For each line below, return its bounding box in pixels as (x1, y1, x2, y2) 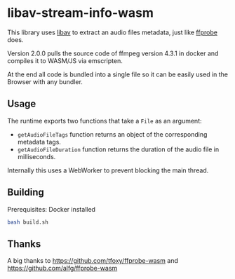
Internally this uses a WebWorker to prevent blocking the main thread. (7, 166, 209, 175)
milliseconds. (17, 152, 56, 161)
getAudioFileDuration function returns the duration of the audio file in (17, 145, 220, 154)
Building (7, 186, 44, 198)
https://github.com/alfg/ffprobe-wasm (7, 264, 118, 273)
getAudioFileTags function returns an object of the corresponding (17, 130, 208, 138)
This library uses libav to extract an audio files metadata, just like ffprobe (7, 28, 217, 36)
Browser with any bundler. (7, 77, 83, 86)
